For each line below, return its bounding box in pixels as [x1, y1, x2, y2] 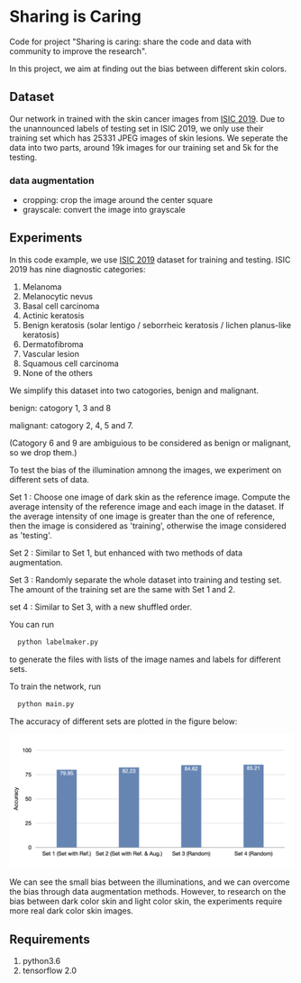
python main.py [17, 699, 75, 709]
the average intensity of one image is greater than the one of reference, [9, 510, 275, 521]
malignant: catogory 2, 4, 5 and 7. [9, 419, 133, 430]
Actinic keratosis [22, 309, 85, 321]
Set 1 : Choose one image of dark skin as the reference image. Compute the [9, 491, 291, 502]
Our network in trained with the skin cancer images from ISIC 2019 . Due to [9, 113, 286, 124]
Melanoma [22, 281, 62, 292]
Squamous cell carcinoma [22, 358, 119, 369]
